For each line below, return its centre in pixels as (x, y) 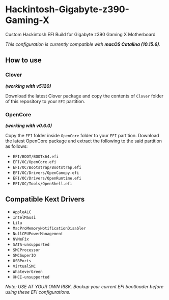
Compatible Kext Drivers (45, 199)
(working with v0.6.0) (29, 126)
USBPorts (22, 261)
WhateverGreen (27, 271)
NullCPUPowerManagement (38, 234)
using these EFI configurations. (38, 292)
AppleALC (22, 212)
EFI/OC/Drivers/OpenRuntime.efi (47, 178)
